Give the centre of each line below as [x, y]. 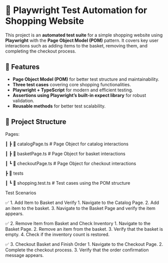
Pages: [12, 134]
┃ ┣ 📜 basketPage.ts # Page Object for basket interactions [65, 153]
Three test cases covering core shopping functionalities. [72, 84]
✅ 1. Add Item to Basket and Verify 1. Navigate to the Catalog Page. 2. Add [82, 202]
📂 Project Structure [36, 122]
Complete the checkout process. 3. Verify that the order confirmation [77, 250]
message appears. [24, 255]
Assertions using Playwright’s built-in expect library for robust [79, 95]
